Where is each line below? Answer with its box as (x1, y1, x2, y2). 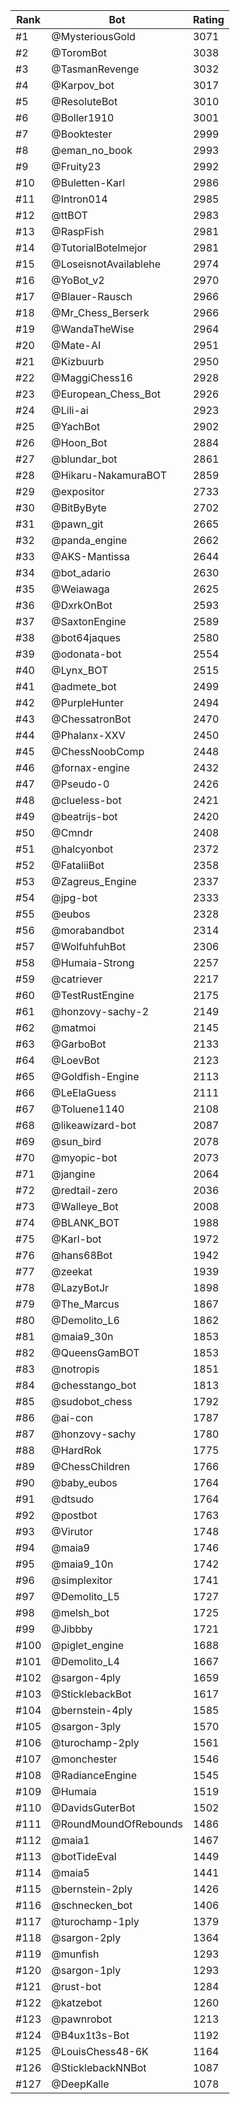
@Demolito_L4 (51, 1655, 120, 1668)
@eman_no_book (51, 144, 133, 157)
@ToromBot (51, 46, 108, 59)
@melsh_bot (51, 1606, 110, 1619)
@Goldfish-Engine (51, 1070, 140, 1083)
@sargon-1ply (51, 1964, 122, 1977)
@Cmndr (51, 826, 93, 839)
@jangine (51, 1167, 96, 1181)
